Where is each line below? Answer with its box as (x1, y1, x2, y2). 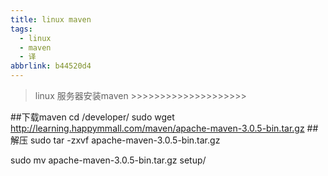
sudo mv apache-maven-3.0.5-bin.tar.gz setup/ (10, 154, 207, 166)
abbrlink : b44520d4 (10, 61, 92, 71)
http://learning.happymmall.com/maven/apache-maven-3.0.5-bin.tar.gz (10, 122, 305, 134)
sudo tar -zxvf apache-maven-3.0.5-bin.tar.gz (29, 134, 221, 146)
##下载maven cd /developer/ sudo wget (10, 111, 175, 123)
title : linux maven (10, 14, 92, 25)
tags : (10, 24, 33, 34)
